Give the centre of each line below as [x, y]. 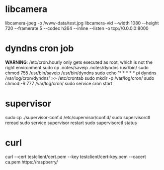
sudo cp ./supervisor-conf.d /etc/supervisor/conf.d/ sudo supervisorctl [78, 117]
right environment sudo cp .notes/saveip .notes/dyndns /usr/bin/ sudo [77, 67]
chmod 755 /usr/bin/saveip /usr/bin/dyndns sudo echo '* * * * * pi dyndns [81, 73]
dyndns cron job [40, 49]
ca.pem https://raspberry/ [32, 162]
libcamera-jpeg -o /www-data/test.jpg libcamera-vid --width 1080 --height [82, 23]
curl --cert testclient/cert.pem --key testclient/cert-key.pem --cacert [76, 157]
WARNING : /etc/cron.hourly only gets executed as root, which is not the [79, 62]
